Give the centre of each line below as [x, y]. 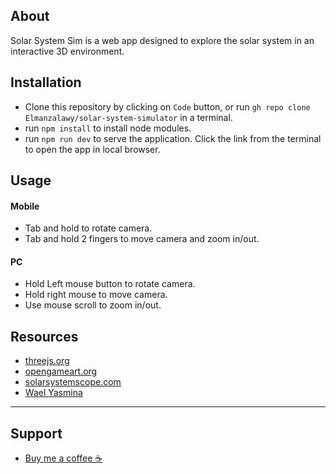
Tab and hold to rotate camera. [88, 228]
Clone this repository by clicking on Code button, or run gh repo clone [167, 106]
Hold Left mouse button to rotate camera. [110, 284]
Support [36, 433]
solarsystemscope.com [73, 382]
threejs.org [47, 361]
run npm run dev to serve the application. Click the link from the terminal [173, 138]
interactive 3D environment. [67, 51]
